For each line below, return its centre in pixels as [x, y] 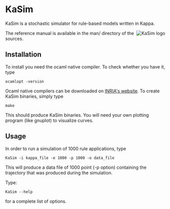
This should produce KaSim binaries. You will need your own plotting [77, 115]
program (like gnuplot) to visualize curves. [49, 120]
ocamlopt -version [25, 81]
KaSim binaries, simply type [34, 96]
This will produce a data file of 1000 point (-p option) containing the [76, 167]
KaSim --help [19, 192]
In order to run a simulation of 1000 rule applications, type [66, 149]
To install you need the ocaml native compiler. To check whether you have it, [85, 66]
